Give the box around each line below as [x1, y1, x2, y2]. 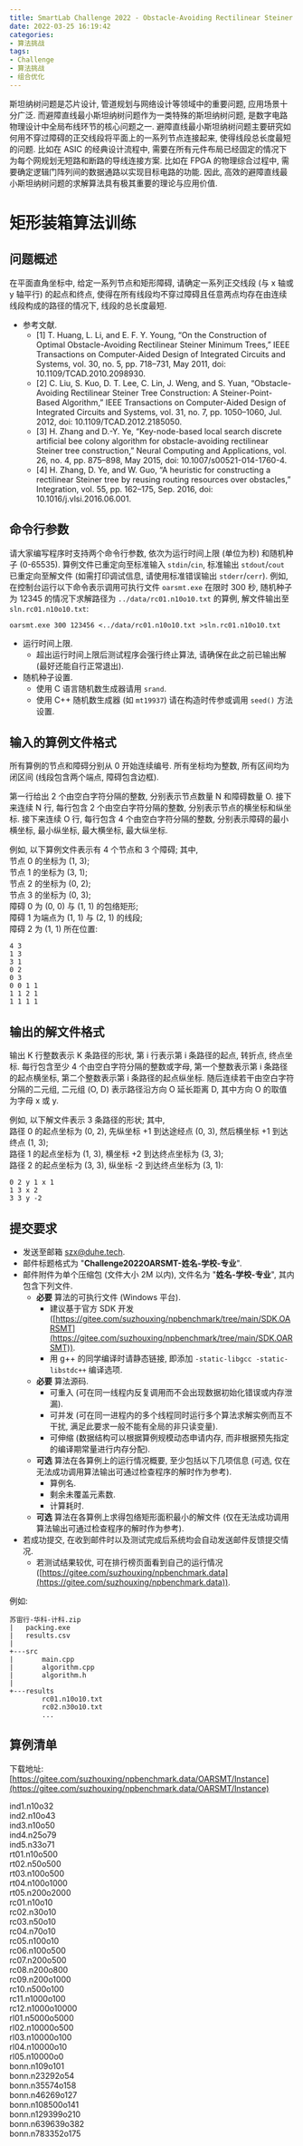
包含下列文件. [22, 1280, 73, 1291]
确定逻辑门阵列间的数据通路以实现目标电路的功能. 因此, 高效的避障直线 [16, 166, 280, 177]
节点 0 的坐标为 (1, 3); [9, 856, 90, 867]
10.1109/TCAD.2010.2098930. [35, 368, 147, 379]
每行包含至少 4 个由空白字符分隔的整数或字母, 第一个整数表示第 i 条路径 [21, 1062, 289, 1073]
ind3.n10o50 [9, 1820, 56, 1830]
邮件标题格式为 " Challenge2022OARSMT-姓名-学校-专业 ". [22, 1257, 242, 1268]
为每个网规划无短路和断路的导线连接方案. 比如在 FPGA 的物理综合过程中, [9, 155, 279, 166]
